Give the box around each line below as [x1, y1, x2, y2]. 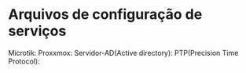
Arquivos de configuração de [8, 5, 203, 24]
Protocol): [8, 57, 41, 66]
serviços [8, 22, 67, 40]
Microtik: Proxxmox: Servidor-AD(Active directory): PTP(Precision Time [8, 48, 239, 57]
